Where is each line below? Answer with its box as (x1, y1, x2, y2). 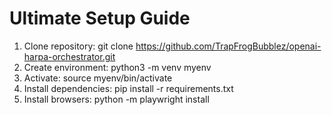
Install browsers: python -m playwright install (23, 93, 210, 105)
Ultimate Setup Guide (9, 7, 191, 30)
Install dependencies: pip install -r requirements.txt (23, 82, 234, 94)
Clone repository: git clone (23, 40, 134, 52)
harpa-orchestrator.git (23, 50, 116, 62)
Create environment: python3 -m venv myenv (23, 61, 212, 73)
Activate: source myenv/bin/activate (23, 72, 173, 84)
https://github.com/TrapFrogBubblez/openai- (135, 40, 322, 52)
